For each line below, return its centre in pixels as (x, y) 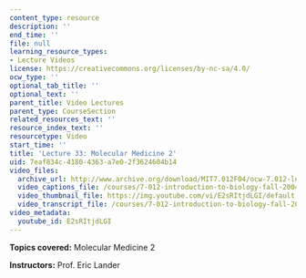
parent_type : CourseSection (63, 111)
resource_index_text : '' (56, 129)
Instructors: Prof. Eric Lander (65, 264)
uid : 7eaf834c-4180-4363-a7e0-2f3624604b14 (93, 162)
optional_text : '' (44, 94)
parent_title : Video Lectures (67, 103)
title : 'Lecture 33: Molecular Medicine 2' (93, 153)
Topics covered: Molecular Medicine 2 (82, 247)
